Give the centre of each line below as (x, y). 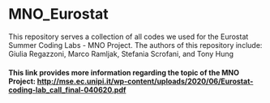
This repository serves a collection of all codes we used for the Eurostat (129, 36)
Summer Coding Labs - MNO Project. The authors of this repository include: (135, 45)
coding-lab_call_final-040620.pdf (67, 89)
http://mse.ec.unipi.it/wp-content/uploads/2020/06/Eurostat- (145, 81)
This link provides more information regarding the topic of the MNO (124, 72)
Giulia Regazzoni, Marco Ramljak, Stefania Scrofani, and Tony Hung (121, 54)
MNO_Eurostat (59, 14)
